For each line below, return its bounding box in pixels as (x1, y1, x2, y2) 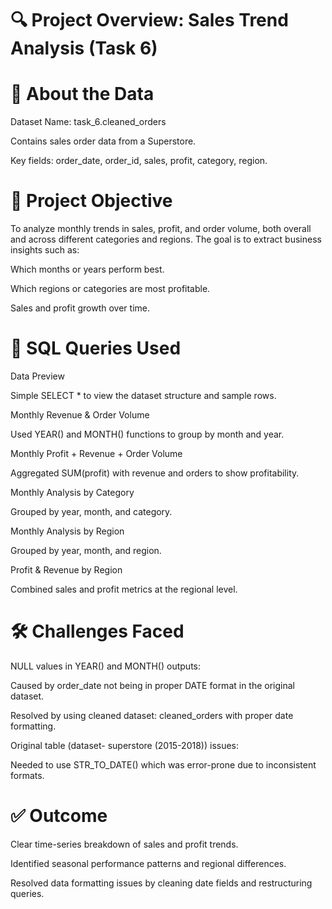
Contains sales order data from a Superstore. (10, 135, 197, 147)
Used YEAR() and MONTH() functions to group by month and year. (10, 428, 285, 440)
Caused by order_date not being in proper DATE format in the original (10, 679, 296, 691)
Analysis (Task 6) (10, 37, 158, 60)
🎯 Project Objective (10, 190, 173, 212)
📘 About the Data (10, 83, 155, 106)
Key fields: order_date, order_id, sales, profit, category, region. (10, 155, 268, 167)
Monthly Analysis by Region (10, 525, 125, 537)
